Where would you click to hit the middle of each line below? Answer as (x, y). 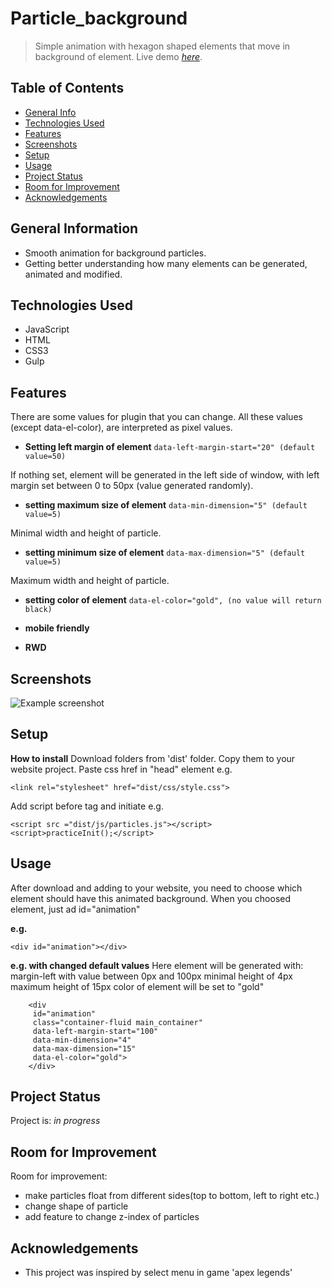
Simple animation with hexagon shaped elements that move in (162, 46)
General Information (74, 228)
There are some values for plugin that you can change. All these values (156, 417)
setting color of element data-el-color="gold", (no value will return (173, 600)
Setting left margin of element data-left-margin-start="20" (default (170, 447)
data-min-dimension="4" (82, 1040)
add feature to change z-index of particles (112, 1217)
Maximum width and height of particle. (90, 581)
